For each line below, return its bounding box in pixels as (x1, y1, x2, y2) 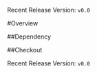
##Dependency (7, 32, 52, 41)
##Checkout (7, 46, 43, 54)
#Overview (7, 19, 39, 27)
